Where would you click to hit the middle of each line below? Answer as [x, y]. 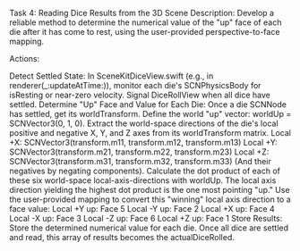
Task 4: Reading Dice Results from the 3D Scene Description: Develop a [142, 13]
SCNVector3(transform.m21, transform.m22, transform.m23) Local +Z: [139, 152]
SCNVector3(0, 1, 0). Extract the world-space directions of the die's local [144, 123]
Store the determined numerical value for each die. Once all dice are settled [149, 228]
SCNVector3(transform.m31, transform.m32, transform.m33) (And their [140, 161]
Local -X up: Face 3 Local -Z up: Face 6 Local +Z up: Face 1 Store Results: [146, 218]
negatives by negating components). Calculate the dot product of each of [145, 171]
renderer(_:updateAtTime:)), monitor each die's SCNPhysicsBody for [135, 85]
